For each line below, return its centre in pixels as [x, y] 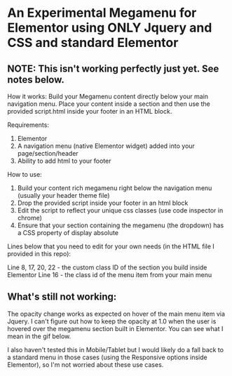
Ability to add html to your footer [64, 161]
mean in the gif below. [39, 336]
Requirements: [28, 125]
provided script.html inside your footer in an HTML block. [90, 111]
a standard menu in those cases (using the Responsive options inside [108, 357]
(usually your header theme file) [63, 195]
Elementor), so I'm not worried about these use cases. [86, 364]
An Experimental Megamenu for [102, 13]
